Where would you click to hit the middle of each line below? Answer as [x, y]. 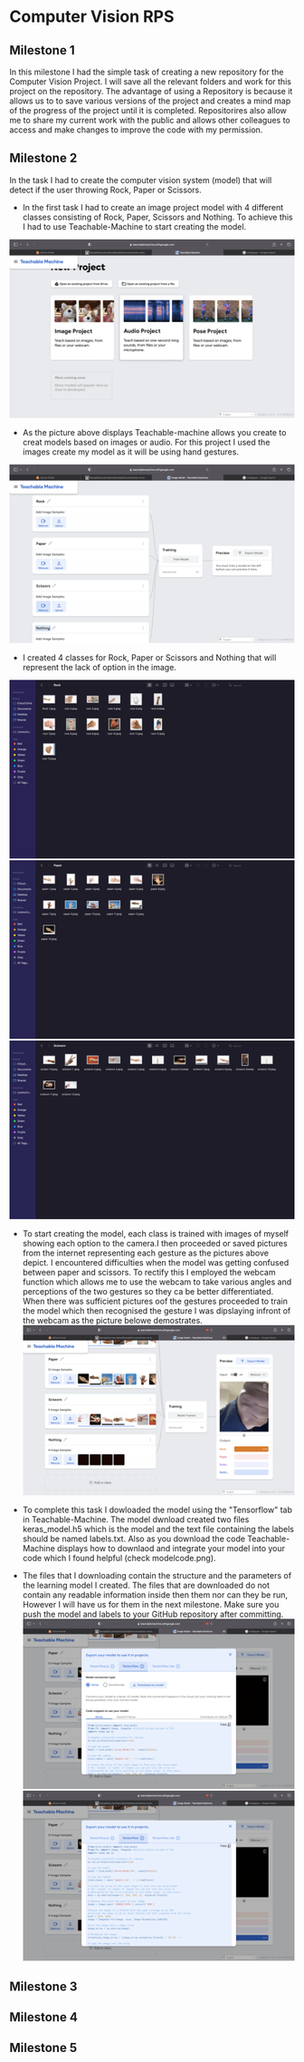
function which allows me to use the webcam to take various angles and [157, 1282]
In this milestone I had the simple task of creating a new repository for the [147, 72]
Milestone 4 [44, 2017]
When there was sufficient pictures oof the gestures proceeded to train [155, 1301]
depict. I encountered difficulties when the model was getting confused [156, 1262]
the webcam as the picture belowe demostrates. [113, 1320]
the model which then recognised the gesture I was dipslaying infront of [157, 1310]
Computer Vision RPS [92, 17]
